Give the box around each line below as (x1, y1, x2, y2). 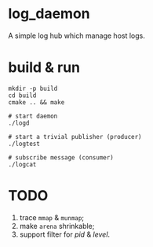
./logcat (8, 160, 37, 168)
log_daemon (8, 5, 90, 23)
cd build (8, 92, 37, 99)
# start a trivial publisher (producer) (8, 133, 143, 140)
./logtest (8, 140, 41, 148)
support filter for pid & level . (19, 230, 111, 239)
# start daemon (8, 112, 58, 120)
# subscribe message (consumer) (8, 153, 114, 162)
